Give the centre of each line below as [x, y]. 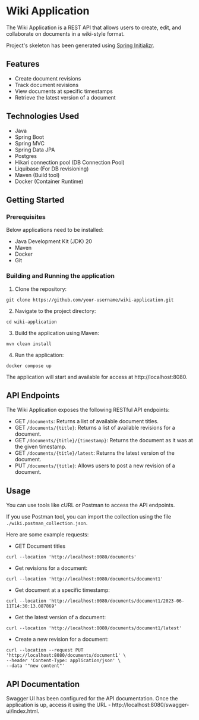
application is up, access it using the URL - [59, 705]
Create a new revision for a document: [61, 640]
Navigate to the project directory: [55, 311]
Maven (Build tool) [37, 175]
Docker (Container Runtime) [49, 181]
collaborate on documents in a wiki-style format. [65, 33]
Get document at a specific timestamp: [62, 590]
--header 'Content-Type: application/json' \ [63, 661]
